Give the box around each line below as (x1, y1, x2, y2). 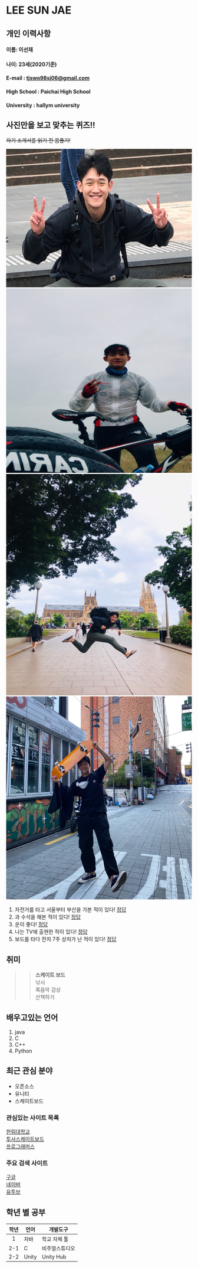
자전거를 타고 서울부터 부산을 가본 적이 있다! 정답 (14, 906, 127, 913)
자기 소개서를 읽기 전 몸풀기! (6, 137, 71, 144)
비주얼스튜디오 (42, 1245, 75, 1252)
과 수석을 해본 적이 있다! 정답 (14, 913, 81, 921)
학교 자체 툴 (42, 1235, 69, 1243)
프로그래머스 (6, 1143, 35, 1150)
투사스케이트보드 (6, 1136, 45, 1143)
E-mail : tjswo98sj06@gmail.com (6, 74, 90, 81)
